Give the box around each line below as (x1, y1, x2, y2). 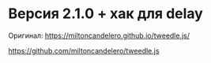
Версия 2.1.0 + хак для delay (8, 5, 203, 23)
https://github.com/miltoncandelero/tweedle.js (8, 46, 160, 55)
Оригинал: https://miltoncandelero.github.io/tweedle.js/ (8, 31, 190, 40)
